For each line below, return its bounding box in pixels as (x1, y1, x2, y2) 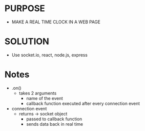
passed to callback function (26, 116, 83, 122)
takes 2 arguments (19, 90, 57, 96)
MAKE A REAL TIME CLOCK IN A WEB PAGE (11, 19, 101, 25)
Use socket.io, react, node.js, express (11, 52, 88, 58)
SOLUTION (4, 36, 49, 47)
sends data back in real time (26, 121, 83, 127)
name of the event (26, 95, 63, 101)
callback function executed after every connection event (26, 100, 140, 106)
